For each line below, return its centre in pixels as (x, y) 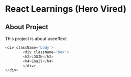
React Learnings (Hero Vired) (66, 9)
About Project (27, 27)
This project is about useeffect (36, 38)
